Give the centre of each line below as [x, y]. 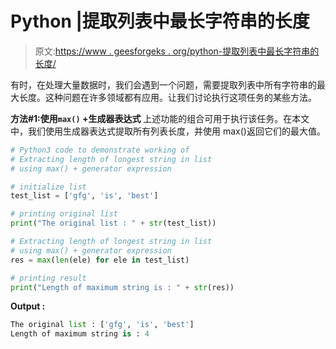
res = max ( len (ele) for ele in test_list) [100, 260]
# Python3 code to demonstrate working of [100, 150]
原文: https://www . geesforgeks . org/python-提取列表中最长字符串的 [177, 51]
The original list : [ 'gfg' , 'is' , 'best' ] [102, 325]
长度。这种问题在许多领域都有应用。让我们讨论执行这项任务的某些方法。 [167, 97]
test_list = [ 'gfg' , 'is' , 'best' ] [84, 196]
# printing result [48, 278]
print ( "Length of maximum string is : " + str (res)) [122, 287]
